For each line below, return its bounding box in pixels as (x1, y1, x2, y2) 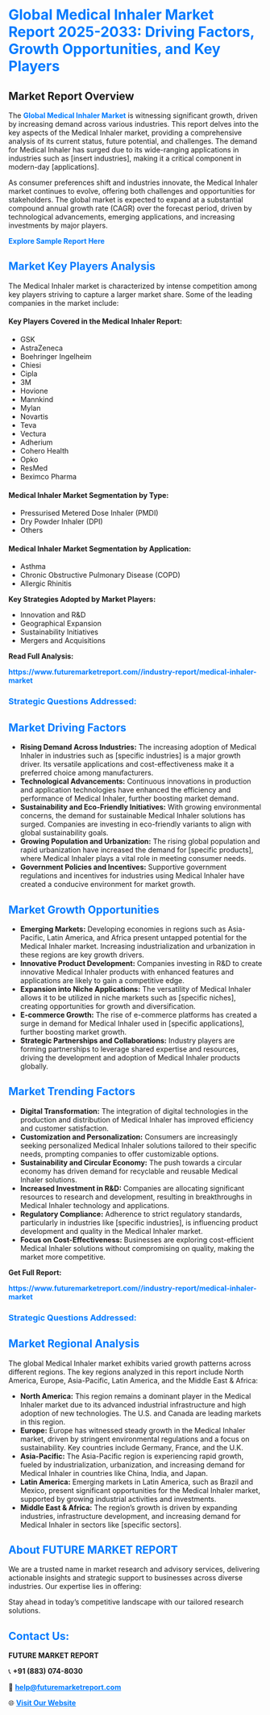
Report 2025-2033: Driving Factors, (8, 23, 255, 41)
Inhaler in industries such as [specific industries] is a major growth (19, 751, 241, 760)
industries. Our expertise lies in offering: (8, 1582, 142, 1592)
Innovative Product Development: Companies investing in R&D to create (19, 958, 263, 968)
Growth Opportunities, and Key (8, 40, 221, 58)
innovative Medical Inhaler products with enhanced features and (19, 967, 235, 977)
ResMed (19, 463, 48, 473)
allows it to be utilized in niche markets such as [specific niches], (19, 993, 236, 1002)
